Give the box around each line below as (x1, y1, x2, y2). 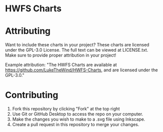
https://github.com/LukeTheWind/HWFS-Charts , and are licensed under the (5, 67, 158, 73)
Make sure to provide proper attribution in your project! (5, 52, 116, 58)
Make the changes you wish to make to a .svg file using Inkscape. (12, 116, 146, 122)
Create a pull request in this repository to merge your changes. (12, 122, 139, 128)
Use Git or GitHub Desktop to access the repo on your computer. (12, 111, 143, 117)
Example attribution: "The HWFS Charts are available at (5, 62, 117, 68)
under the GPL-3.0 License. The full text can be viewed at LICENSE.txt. (5, 47, 148, 53)
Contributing (5, 90, 58, 101)
